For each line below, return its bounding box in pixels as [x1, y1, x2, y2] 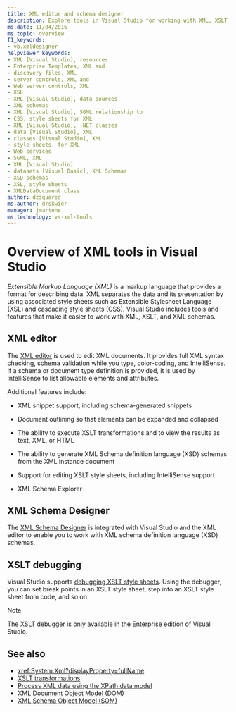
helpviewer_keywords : [7, 50, 71, 57]
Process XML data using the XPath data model [17, 681, 152, 689]
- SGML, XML [7, 154, 42, 162]
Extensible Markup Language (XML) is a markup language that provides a [7, 282, 221, 290]
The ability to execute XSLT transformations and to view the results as [17, 428, 220, 437]
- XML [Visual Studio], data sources [7, 96, 118, 103]
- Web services [7, 148, 52, 155]
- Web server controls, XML [7, 82, 90, 90]
